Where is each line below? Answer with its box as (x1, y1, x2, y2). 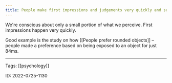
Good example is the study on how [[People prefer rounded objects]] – (5, 37, 155, 43)
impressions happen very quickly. (5, 27, 76, 33)
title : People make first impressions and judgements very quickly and (5, 7, 161, 13)
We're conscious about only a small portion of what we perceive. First (5, 22, 153, 28)
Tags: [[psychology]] (5, 63, 50, 69)
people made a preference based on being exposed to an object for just (5, 42, 157, 49)
